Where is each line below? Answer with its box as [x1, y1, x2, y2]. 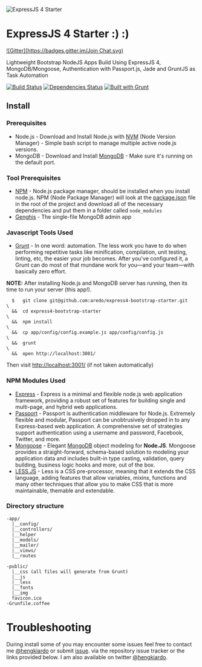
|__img [11, 589, 28, 596]
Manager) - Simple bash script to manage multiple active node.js [15, 139, 177, 147]
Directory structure [6, 502, 65, 510]
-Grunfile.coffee [6, 600, 50, 606]
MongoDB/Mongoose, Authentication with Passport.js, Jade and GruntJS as [6, 65, 195, 72]
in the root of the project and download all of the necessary [15, 200, 163, 207]
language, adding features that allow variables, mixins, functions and [15, 474, 187, 481]
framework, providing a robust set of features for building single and [15, 397, 186, 404]
